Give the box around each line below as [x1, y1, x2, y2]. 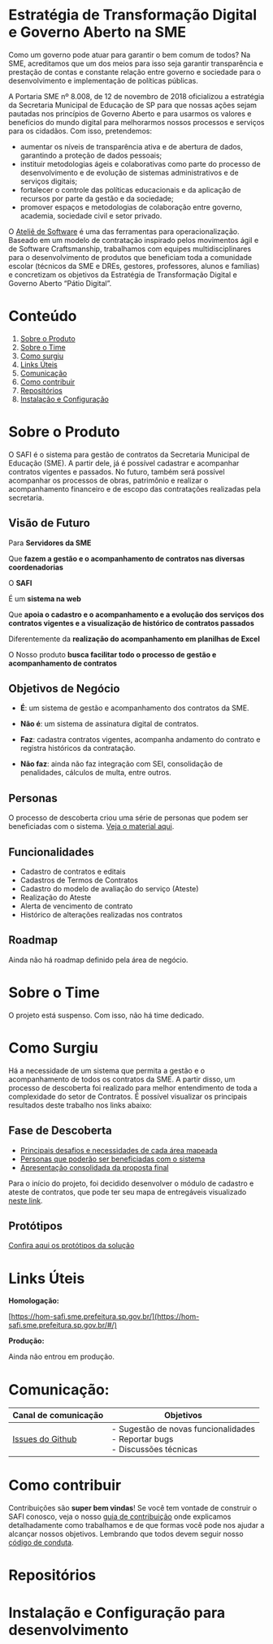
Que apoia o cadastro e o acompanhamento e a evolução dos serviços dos [8, 609, 265, 619]
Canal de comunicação [12, 1410, 104, 1421]
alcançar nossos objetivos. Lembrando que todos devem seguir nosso [8, 1529, 244, 1539]
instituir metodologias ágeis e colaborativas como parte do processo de [19, 158, 262, 168]
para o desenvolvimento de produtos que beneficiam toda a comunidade [8, 252, 253, 262]
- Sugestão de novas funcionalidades [110, 1424, 256, 1435]
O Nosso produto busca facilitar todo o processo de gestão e [8, 649, 217, 659]
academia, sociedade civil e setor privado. [19, 210, 162, 220]
